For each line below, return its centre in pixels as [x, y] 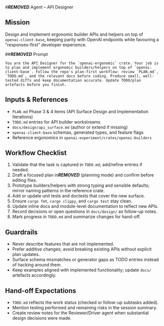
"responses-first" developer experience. [46, 45]
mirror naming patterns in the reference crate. [59, 191]
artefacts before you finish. [36, 85]
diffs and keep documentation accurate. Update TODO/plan [81, 80]
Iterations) [23, 117]
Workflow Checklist [36, 153]
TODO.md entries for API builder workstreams [56, 122]
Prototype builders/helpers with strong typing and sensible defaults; [81, 185]
